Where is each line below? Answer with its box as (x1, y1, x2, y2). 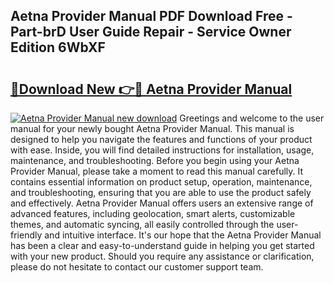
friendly (10, 229, 43, 241)
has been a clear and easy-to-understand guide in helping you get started (10, 240, 315, 251)
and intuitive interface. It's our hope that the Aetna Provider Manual (44, 229, 322, 241)
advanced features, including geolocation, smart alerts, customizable (10, 208, 296, 219)
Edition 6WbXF (10, 39, 106, 56)
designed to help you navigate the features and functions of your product (10, 134, 313, 145)
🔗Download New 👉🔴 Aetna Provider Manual (10, 80, 293, 98)
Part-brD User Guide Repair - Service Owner (10, 24, 292, 41)
